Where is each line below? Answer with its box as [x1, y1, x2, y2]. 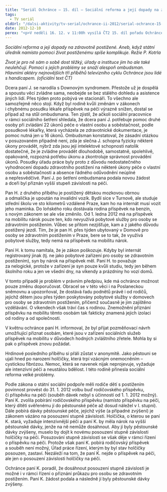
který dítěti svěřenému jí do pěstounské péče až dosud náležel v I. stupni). [5, 403, 158, 408]
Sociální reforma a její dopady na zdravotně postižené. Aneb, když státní [5, 44, 155, 50]
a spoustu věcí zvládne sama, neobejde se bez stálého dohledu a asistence [5, 90, 160, 96]
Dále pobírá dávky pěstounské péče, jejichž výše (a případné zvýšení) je [5, 408, 154, 414]
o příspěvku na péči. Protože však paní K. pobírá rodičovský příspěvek [5, 440, 150, 446]
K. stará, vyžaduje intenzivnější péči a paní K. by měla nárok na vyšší [5, 419, 146, 424]
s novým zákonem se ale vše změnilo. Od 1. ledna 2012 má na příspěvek [5, 211, 153, 217]
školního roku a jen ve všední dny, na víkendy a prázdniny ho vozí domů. [5, 268, 154, 274]
